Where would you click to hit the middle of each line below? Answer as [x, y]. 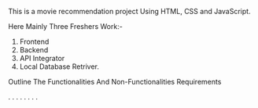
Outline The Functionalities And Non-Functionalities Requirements [115, 82]
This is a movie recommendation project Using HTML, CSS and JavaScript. [129, 11]
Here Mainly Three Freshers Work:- [66, 26]
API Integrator [42, 58]
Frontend [34, 41]
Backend [34, 50]
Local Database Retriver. [59, 67]
